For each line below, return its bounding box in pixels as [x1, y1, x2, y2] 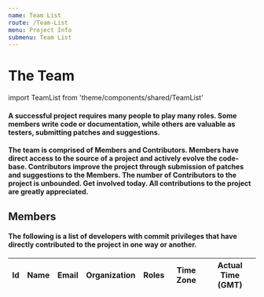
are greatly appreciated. [8, 187, 89, 197]
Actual [217, 259, 243, 270]
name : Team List [8, 11, 61, 20]
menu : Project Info [8, 26, 72, 34]
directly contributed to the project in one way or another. [8, 240, 197, 249]
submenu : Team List [8, 33, 72, 42]
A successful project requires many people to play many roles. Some [8, 110, 237, 120]
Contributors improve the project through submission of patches [27, 162, 244, 172]
